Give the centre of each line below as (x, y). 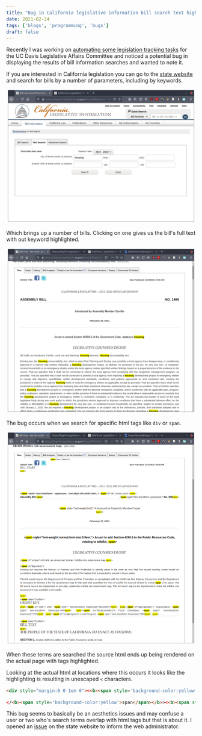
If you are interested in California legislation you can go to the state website (100, 74)
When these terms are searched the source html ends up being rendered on (100, 654)
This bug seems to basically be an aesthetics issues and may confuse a (95, 714)
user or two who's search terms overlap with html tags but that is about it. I (99, 720)
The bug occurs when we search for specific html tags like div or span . (94, 423)
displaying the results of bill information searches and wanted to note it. (95, 63)
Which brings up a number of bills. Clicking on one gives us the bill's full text (101, 232)
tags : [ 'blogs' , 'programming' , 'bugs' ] (58, 25)
